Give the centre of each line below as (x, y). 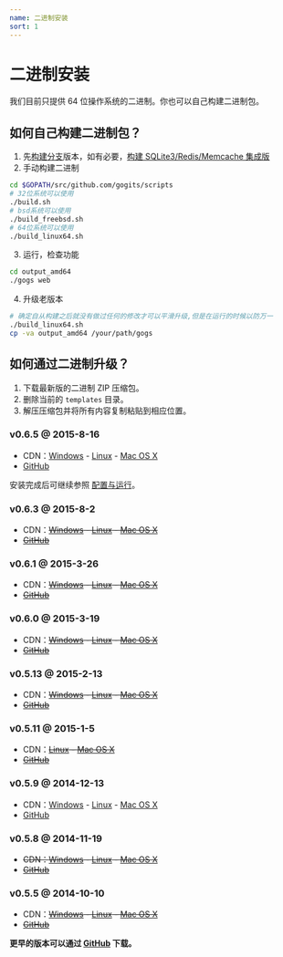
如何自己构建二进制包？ (75, 133)
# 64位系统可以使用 (42, 228)
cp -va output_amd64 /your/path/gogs (81, 333)
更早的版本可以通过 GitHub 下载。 (73, 943)
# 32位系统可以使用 (42, 194)
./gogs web (30, 281)
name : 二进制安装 (39, 18)
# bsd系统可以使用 (40, 211)
